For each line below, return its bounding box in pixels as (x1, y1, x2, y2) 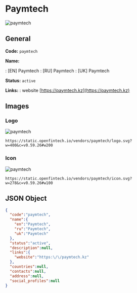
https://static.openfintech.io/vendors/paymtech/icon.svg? (5, 176, 132, 181)
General (5, 34, 31, 43)
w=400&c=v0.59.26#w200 (5, 143, 53, 148)
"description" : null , (10, 245, 53, 250)
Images (5, 102, 29, 111)
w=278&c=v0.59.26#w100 (5, 180, 53, 186)
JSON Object (5, 194, 47, 203)
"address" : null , (10, 273, 44, 279)
